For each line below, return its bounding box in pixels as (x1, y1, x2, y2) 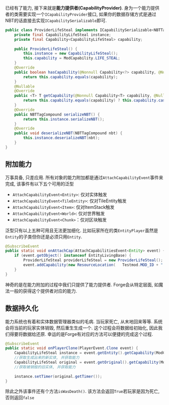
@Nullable (14, 84, 35, 89)
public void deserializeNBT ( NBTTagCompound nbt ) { (14, 131, 123, 136)
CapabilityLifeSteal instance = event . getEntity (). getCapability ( (14, 351, 156, 356)
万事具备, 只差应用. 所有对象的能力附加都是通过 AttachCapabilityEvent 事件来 (5, 174, 163, 181)
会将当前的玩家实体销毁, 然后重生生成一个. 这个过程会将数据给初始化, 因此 (5, 325, 158, 331)
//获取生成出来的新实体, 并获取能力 (14, 355, 79, 360)
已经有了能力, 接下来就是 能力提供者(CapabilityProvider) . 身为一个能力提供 (5, 5, 160, 11)
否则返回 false (5, 394, 34, 400)
